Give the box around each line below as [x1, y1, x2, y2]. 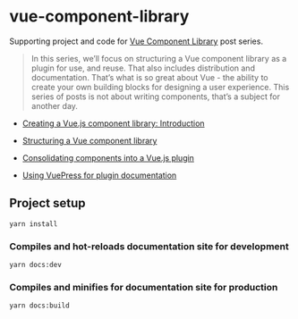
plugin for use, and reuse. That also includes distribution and [30, 63, 255, 73]
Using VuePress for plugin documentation [21, 170, 177, 180]
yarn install [9, 219, 58, 229]
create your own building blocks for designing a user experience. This [30, 81, 290, 92]
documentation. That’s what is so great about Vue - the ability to [30, 71, 268, 82]
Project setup [9, 196, 87, 211]
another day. [30, 100, 79, 111]
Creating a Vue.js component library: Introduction [21, 118, 205, 129]
